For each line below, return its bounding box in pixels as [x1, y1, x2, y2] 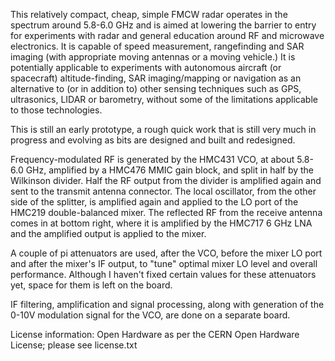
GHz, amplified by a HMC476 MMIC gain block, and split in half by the [25, 164, 315, 176]
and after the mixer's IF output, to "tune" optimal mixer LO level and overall [10, 258, 318, 269]
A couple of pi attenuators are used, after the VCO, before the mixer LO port [10, 247, 323, 259]
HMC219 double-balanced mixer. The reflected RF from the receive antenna [10, 207, 323, 218]
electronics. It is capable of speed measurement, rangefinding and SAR [10, 40, 305, 52]
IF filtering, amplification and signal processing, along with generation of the [10, 299, 325, 310]
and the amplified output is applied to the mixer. [10, 228, 207, 239]
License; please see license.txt [10, 339, 138, 351]
